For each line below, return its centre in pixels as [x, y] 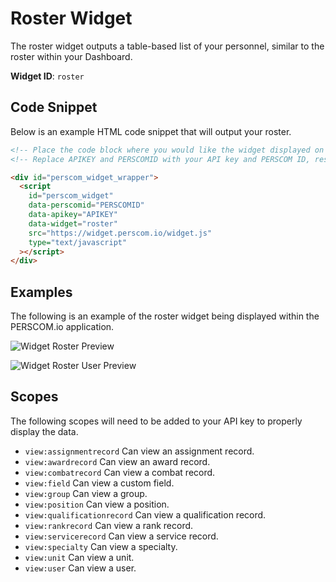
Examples [41, 292]
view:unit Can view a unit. [79, 557]
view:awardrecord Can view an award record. [117, 461]
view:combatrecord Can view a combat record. [120, 472]
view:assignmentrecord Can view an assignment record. [139, 451]
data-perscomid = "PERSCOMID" [86, 205]
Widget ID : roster [47, 76]
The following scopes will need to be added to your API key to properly [156, 421]
